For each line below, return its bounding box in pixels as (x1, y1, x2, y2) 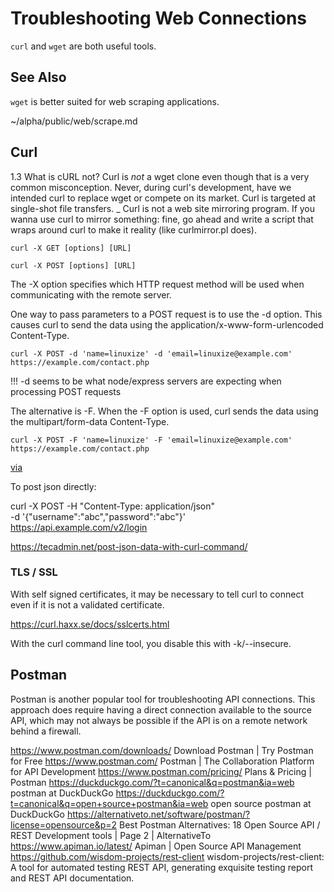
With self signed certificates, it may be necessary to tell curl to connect (10, 588, 304, 600)
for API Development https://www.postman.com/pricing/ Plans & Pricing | (10, 765, 312, 777)
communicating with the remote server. (10, 288, 172, 301)
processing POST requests (10, 385, 122, 397)
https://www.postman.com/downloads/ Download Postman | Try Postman (10, 744, 314, 756)
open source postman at (210, 797, 312, 809)
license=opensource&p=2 (10, 818, 118, 831)
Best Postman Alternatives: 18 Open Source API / (119, 818, 321, 831)
